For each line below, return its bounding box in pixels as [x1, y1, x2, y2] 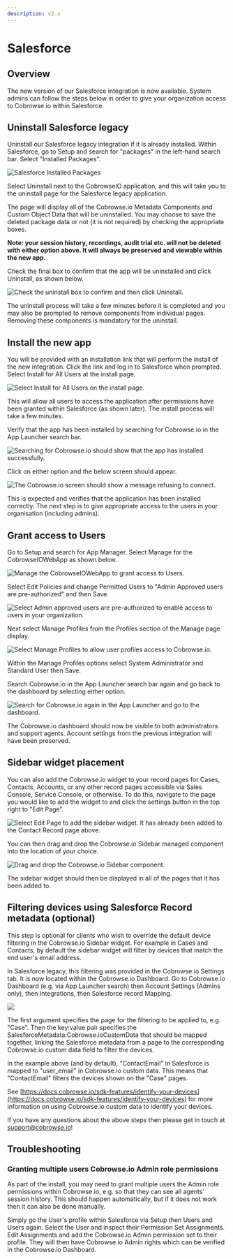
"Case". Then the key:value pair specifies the [7, 1023, 137, 1031]
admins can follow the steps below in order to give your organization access [7, 94, 227, 102]
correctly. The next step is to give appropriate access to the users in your [7, 502, 218, 510]
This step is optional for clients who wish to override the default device [7, 931, 211, 939]
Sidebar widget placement [7, 757, 124, 769]
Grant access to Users [7, 529, 106, 541]
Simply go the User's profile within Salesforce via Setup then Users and [7, 1216, 213, 1224]
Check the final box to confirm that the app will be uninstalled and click [7, 267, 211, 276]
